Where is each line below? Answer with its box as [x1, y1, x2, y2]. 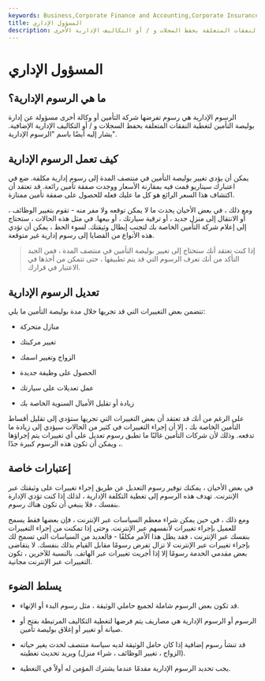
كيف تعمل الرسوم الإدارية [8, 152, 118, 166]
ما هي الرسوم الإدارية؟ [8, 92, 106, 105]
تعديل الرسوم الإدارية [8, 285, 100, 299]
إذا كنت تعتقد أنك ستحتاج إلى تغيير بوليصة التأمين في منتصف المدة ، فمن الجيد [27, 246, 256, 255]
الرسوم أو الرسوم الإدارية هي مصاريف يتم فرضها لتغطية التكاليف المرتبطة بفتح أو [19, 615, 257, 625]
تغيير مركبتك [19, 337, 57, 346]
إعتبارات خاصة [8, 461, 71, 475]
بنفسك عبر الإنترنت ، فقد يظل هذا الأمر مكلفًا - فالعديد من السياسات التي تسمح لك [8, 531, 250, 541]
